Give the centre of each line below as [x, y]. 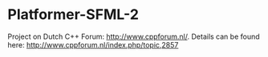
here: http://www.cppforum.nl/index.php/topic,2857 [93, 44]
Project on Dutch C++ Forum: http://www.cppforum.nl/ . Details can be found [134, 36]
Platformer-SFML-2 [73, 15]
